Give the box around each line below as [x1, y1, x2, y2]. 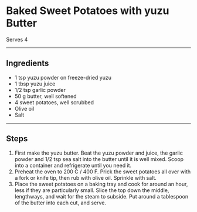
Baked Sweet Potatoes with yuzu [6, 4, 169, 18]
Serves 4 [6, 36, 28, 43]
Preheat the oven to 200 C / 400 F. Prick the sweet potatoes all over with [14, 168, 191, 175]
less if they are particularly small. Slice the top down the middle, [14, 186, 169, 194]
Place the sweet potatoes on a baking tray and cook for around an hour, [14, 180, 188, 187]
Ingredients [6, 59, 49, 69]
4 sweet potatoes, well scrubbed [14, 98, 94, 106]
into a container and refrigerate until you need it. [14, 162, 132, 169]
